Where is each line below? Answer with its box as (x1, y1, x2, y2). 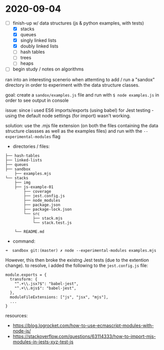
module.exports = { (5, 272, 47, 277)
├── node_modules (24, 198, 60, 203)
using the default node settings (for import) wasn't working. (5, 112, 131, 119)
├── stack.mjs (32, 216, 63, 221)
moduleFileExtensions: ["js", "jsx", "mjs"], (10, 294, 109, 299)
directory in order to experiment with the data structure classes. (5, 82, 139, 88)
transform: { (10, 276, 38, 282)
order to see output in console (5, 97, 69, 103)
